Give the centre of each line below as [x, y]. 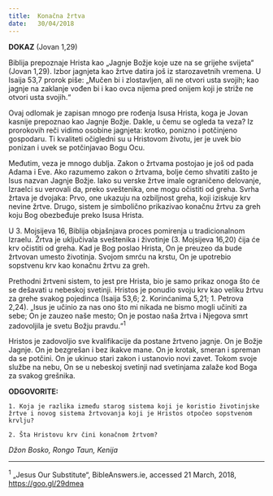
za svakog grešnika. [42, 376]
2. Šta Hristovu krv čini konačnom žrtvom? [83, 435]
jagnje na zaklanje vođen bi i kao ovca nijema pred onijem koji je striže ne [131, 88]
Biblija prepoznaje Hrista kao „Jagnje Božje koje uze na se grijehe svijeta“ [131, 63]
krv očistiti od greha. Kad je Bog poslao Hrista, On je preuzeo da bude [125, 248]
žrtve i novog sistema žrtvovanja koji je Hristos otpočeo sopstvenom [130, 414]
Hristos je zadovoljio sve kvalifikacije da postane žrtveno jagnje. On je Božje [135, 342]
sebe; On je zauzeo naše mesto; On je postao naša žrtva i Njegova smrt [128, 315]
